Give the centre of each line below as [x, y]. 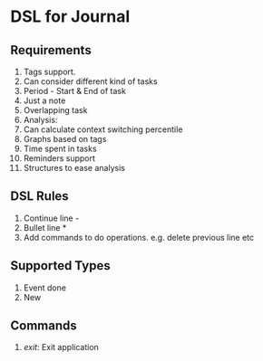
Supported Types [61, 266]
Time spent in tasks [60, 148]
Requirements [51, 50]
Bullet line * [45, 227]
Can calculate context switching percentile [103, 129]
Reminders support [59, 158]
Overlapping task [55, 110]
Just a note [44, 100]
